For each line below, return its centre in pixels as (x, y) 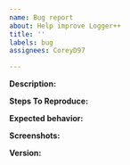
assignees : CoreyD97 (48, 51)
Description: (32, 84)
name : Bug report (41, 17)
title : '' (28, 34)
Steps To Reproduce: (49, 101)
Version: (25, 153)
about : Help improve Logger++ (65, 26)
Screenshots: (35, 136)
